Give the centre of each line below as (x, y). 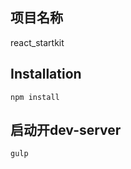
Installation (46, 74)
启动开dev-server (66, 130)
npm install (35, 97)
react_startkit (37, 42)
